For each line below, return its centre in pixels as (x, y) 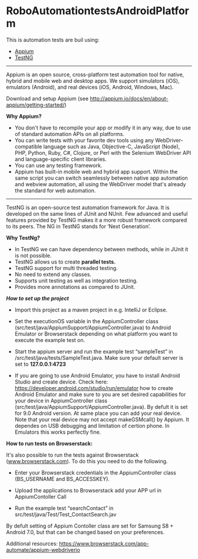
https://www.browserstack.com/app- (104, 543)
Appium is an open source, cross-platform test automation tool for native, (95, 74)
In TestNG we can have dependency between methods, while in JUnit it (101, 249)
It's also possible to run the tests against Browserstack (72, 455)
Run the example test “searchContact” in (64, 508)
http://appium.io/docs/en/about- (129, 98)
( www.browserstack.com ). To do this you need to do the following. (87, 461)
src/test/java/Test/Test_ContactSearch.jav (65, 514)
